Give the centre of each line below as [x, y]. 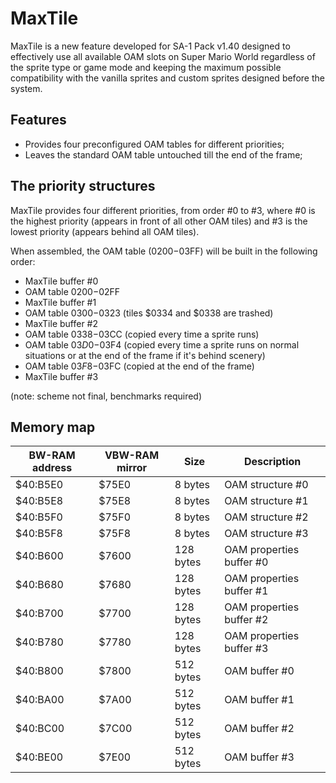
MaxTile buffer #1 [60, 302]
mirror [132, 468]
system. [26, 88]
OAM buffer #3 [259, 757]
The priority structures [83, 186]
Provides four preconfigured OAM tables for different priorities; [154, 144]
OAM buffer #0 [259, 671]
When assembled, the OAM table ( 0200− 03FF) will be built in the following [164, 251]
